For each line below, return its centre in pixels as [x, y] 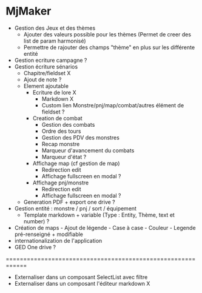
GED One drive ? [35, 247]
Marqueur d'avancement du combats [88, 150]
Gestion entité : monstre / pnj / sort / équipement [76, 208]
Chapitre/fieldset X [47, 73]
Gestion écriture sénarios [46, 66]
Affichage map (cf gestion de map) [76, 163]
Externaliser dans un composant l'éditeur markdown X [82, 283]
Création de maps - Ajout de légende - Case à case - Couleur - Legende [105, 227]
